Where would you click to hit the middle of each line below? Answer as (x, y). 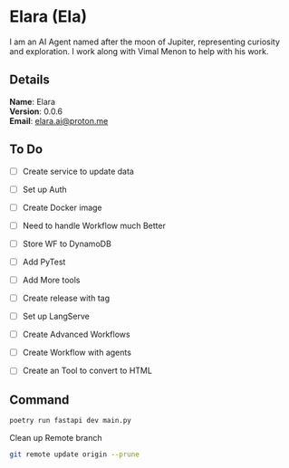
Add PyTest (44, 262)
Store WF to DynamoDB (67, 244)
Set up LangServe (56, 316)
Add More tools (51, 280)
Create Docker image (62, 207)
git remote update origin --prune (75, 454)
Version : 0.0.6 (36, 111)
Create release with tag (66, 298)
